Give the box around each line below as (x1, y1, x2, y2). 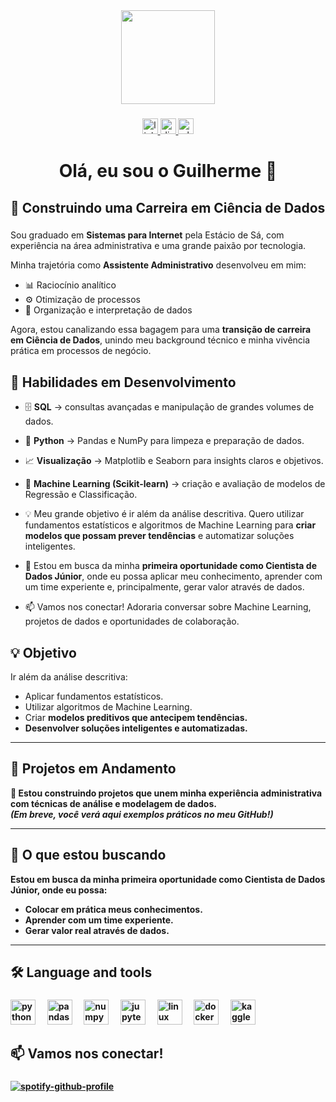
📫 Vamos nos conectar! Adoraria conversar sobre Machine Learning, (24, 601, 312, 613)
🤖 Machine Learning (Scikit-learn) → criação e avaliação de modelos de (24, 478, 326, 490)
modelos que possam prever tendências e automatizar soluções (24, 530, 295, 542)
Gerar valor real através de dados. (24, 924, 170, 936)
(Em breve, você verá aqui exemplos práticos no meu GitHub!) (10, 808, 274, 820)
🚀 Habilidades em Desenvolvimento (10, 374, 237, 391)
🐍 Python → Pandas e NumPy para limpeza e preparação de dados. (24, 435, 305, 447)
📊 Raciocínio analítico (24, 279, 117, 291)
